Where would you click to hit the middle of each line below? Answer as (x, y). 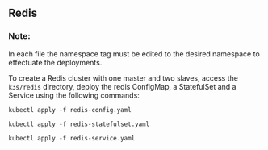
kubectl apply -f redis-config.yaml (70, 110)
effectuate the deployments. (55, 62)
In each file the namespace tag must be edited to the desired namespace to (134, 54)
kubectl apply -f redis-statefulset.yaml (79, 124)
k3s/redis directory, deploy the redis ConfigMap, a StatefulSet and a (122, 86)
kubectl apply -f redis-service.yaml (72, 138)
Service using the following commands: (74, 95)
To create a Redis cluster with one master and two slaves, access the (123, 78)
